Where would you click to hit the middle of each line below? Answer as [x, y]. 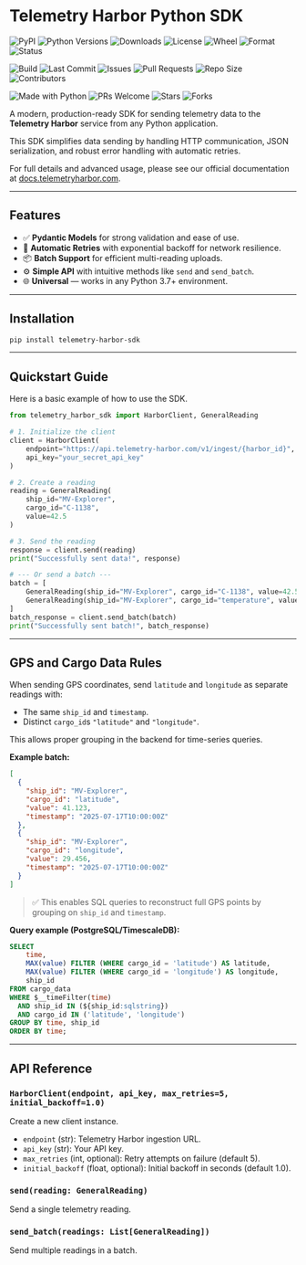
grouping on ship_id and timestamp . [99, 912]
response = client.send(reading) [73, 550]
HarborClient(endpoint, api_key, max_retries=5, [119, 1093]
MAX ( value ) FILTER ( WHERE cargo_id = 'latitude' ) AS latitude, [148, 964]
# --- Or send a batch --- [61, 575]
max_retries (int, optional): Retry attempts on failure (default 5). [142, 1158]
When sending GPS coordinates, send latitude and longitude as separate [149, 685]
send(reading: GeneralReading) [79, 1190]
